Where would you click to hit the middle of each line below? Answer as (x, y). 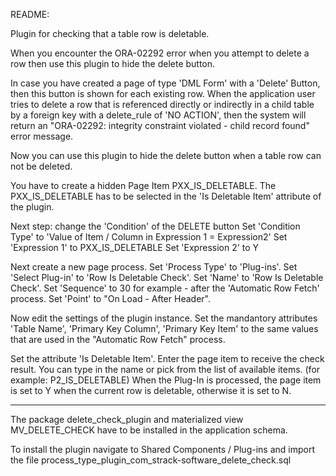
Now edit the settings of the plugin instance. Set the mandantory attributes (164, 318)
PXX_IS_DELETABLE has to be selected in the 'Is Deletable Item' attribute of (166, 196)
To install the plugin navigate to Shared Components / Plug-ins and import (162, 449)
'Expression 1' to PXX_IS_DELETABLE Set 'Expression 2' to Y (135, 247)
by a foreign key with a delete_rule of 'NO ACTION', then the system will (158, 115)
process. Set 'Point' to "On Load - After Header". (110, 298)
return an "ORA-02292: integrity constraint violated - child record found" (160, 125)
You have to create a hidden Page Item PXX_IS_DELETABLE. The (143, 185)
